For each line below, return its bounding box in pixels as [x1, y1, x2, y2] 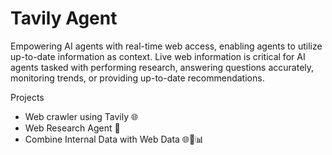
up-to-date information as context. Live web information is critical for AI [10, 50, 306, 62]
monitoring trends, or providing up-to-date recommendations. [10, 72, 265, 84]
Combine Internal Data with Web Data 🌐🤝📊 [24, 133, 205, 145]
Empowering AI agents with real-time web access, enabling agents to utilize [10, 40, 323, 52]
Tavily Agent [10, 7, 118, 30]
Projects [10, 91, 45, 103]
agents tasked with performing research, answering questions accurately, [10, 61, 315, 73]
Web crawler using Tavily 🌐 [24, 110, 139, 122]
